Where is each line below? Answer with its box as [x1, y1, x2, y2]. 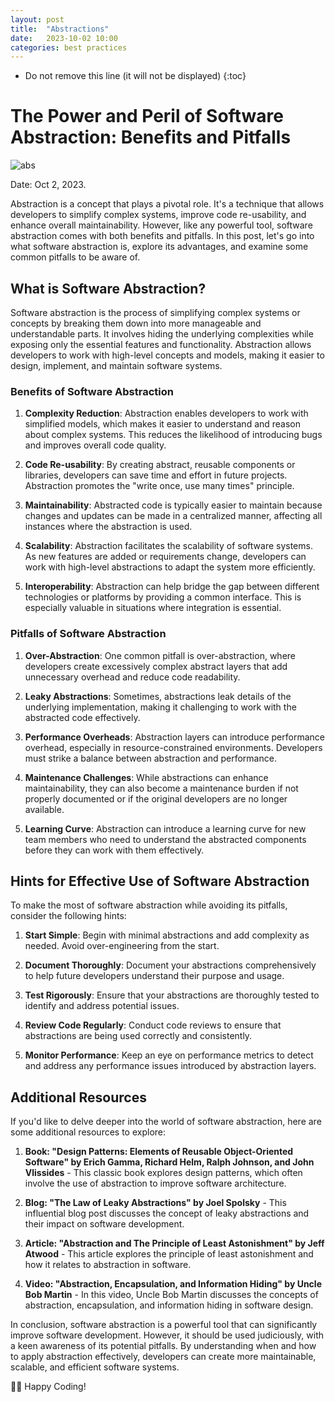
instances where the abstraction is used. [24, 521, 193, 533]
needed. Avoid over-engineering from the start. [24, 940, 220, 952]
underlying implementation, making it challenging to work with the [24, 701, 297, 713]
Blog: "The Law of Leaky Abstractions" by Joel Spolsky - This [24, 1197, 287, 1209]
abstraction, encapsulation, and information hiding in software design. [24, 1299, 314, 1311]
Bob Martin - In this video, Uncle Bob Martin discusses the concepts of [24, 1289, 319, 1301]
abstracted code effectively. [24, 711, 141, 723]
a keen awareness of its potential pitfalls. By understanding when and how [10, 1340, 317, 1352]
